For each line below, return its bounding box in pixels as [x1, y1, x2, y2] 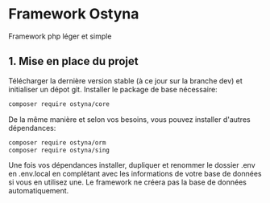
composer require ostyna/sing [8, 146, 110, 154]
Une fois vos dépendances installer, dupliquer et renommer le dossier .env [8, 160, 255, 170]
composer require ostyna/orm [8, 138, 106, 147]
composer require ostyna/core [8, 99, 110, 108]
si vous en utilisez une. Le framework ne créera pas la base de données [8, 177, 247, 187]
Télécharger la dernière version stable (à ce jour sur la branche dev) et [8, 75, 243, 85]
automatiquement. [8, 186, 69, 196]
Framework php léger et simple [8, 31, 112, 41]
